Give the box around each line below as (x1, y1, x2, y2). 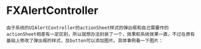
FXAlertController (6, 4, 99, 18)
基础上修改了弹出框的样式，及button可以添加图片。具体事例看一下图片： (6, 38, 163, 44)
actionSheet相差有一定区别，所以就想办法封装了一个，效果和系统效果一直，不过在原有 (6, 31, 195, 37)
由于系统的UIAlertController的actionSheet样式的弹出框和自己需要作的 (6, 25, 169, 31)
